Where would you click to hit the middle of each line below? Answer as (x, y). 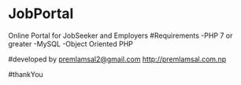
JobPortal (41, 14)
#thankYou (26, 74)
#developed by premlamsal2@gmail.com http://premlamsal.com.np (117, 59)
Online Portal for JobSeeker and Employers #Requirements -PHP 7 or (120, 35)
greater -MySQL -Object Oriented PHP (71, 43)
